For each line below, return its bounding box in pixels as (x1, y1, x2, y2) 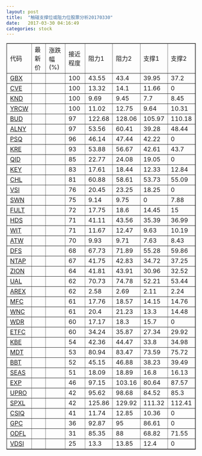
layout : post (6, 8, 39, 15)
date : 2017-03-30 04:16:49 (6, 20, 79, 26)
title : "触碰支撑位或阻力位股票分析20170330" (6, 14, 113, 20)
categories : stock (6, 25, 52, 32)
